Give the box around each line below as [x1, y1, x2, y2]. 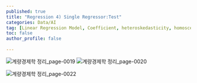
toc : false [6, 30, 33, 36]
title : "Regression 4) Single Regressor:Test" [6, 14, 122, 20]
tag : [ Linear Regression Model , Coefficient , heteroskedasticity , [6, 25, 172, 31]
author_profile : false [6, 36, 62, 41]
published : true [6, 8, 46, 15]
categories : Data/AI [6, 19, 57, 25]
